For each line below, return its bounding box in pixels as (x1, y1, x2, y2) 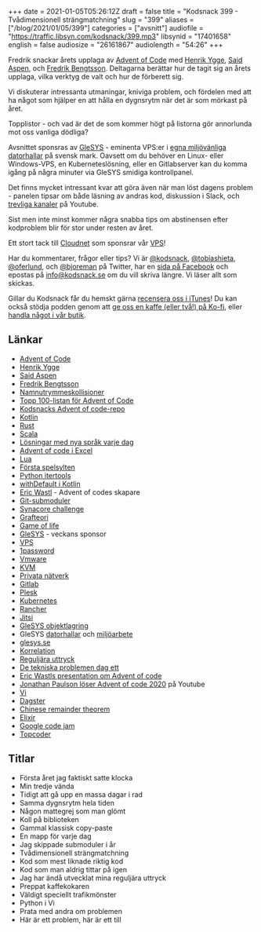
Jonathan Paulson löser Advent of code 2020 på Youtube (19, 679, 205, 689)
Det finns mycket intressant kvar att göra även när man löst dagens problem (8, 183, 253, 192)
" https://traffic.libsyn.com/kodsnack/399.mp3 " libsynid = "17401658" (8, 31, 231, 41)
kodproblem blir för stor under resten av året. (8, 223, 154, 232)
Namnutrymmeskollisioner (19, 387, 104, 397)
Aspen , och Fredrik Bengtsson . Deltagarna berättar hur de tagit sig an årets (8, 64, 252, 73)
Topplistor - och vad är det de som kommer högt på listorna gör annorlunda (8, 119, 252, 128)
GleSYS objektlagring (19, 620, 89, 630)
